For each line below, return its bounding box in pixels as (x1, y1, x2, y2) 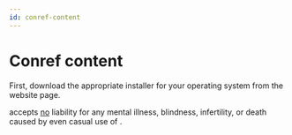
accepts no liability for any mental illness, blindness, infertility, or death (9, 107, 267, 117)
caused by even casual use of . (9, 116, 123, 126)
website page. (9, 89, 61, 100)
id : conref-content (9, 12, 81, 22)
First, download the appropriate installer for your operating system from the (9, 80, 284, 91)
